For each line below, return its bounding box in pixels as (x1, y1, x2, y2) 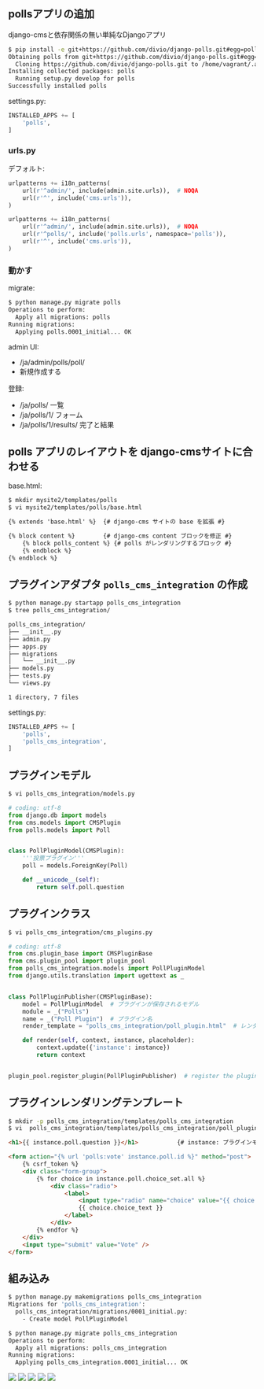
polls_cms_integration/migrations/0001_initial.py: (15, 1308, 189, 1316)
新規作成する (19, 367, 61, 376)
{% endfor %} (36, 1226, 79, 1234)
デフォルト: (8, 164, 46, 173)
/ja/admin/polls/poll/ (19, 357, 85, 367)
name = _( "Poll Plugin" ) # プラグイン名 (22, 1014, 153, 1023)
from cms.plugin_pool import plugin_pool (8, 957, 146, 966)
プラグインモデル (8, 768, 91, 781)
